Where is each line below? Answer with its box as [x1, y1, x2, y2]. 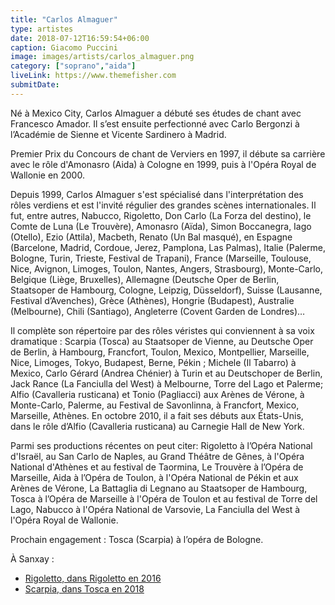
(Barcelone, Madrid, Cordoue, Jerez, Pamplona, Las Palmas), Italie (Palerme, [10, 241, 327, 253]
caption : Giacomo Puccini [10, 42, 118, 53]
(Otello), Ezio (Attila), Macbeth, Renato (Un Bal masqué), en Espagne [10, 231, 293, 243]
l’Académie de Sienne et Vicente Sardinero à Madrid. [10, 128, 227, 140]
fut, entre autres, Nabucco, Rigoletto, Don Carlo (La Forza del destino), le [10, 209, 312, 221]
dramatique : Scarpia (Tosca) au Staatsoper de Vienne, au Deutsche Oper [10, 335, 314, 347]
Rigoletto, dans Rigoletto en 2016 [24, 572, 162, 584]
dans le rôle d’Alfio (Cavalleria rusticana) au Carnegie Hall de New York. [10, 420, 305, 432]
